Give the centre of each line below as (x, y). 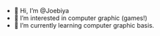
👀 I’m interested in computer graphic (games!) (81, 18)
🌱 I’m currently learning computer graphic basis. (84, 25)
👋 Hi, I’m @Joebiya (41, 11)
